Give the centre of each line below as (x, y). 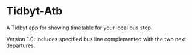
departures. (21, 45)
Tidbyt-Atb (34, 11)
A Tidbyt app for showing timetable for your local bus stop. (79, 27)
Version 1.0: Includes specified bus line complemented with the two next (96, 39)
